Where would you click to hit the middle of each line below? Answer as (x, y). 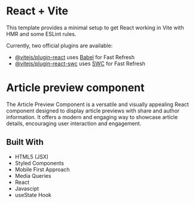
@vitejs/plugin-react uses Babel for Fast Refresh (75, 57)
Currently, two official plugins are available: (60, 46)
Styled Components (39, 163)
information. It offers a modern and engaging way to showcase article (92, 117)
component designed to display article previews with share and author (93, 110)
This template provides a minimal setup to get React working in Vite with (95, 28)
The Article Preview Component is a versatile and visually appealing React (98, 104)
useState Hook (33, 195)
